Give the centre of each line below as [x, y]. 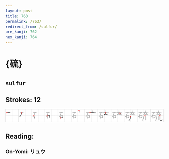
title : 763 [17, 16]
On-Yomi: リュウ [25, 151]
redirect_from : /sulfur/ [31, 27]
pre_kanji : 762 [21, 32]
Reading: [20, 136]
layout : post [19, 11]
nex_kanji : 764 [21, 37]
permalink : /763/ [23, 21]
